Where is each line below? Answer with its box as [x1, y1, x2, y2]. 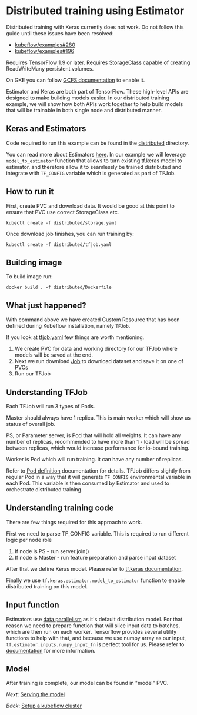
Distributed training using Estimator [6, 4, 185, 18]
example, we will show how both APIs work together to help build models [6, 100, 183, 107]
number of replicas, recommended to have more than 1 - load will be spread [6, 438, 190, 445]
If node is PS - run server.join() [14, 547, 89, 554]
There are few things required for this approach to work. [6, 518, 142, 526]
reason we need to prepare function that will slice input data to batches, [6, 622, 181, 629]
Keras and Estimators [6, 124, 86, 134]
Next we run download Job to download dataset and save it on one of [14, 358, 184, 365]
